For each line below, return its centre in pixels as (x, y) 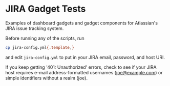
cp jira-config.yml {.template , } (40, 47)
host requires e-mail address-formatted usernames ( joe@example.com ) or (84, 72)
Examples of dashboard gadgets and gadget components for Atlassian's (81, 23)
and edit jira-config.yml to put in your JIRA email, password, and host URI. (85, 57)
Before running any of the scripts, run (45, 38)
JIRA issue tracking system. (35, 28)
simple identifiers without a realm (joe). (47, 78)
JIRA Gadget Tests (46, 9)
